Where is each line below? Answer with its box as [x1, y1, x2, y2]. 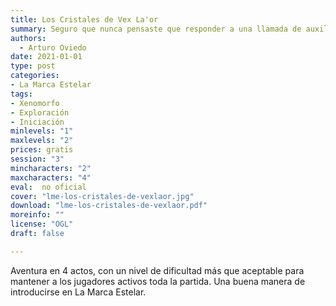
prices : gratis [10, 145, 74, 155]
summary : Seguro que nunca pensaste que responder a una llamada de [10, 24, 302, 34]
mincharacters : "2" [10, 163, 92, 173]
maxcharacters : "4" [10, 172, 92, 183]
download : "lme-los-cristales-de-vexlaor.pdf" [10, 201, 208, 211]
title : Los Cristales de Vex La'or [10, 14, 159, 25]
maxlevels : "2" [10, 136, 74, 146]
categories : [10, 71, 60, 81]
